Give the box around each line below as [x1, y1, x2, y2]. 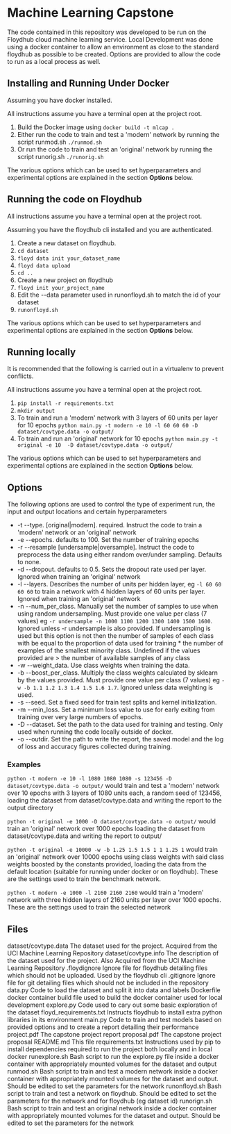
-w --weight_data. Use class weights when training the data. [17, 661, 190, 670]
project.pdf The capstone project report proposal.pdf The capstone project [7, 1030, 222, 1039]
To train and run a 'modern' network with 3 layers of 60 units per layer [17, 413, 219, 422]
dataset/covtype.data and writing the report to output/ [7, 832, 162, 840]
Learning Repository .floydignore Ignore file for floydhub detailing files [7, 964, 208, 972]
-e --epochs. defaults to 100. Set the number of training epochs [17, 536, 200, 544]
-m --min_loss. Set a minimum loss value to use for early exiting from [17, 705, 215, 714]
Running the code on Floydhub [7, 193, 142, 206]
